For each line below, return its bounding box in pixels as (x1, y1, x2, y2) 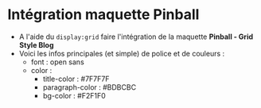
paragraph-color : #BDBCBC (42, 82, 137, 92)
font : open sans (30, 57, 84, 67)
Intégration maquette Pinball (7, 6, 200, 24)
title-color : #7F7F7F (42, 74, 110, 83)
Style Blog (18, 40, 54, 49)
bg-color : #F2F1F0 (42, 91, 107, 100)
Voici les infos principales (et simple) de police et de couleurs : (18, 48, 225, 58)
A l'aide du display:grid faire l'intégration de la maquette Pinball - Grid (18, 32, 254, 41)
